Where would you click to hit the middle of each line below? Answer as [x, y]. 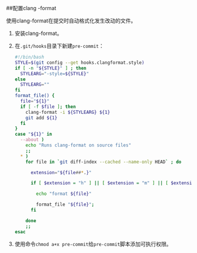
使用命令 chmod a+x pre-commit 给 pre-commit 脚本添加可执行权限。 [93, 244]
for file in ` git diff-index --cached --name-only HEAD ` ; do [104, 162]
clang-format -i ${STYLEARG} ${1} [68, 112]
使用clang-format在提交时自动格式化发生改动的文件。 [71, 21]
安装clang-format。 [38, 33]
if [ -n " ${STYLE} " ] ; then [50, 68]
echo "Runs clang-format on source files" [78, 145]
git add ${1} [42, 118]
